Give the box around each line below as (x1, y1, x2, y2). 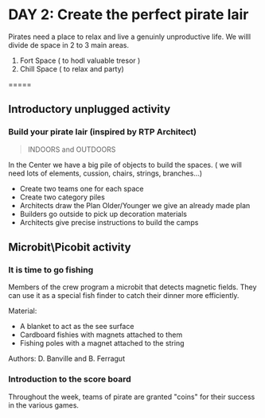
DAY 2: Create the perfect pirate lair (8, 6, 249, 24)
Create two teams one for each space (19, 184, 144, 193)
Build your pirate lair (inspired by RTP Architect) (8, 126, 197, 137)
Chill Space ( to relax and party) (19, 64, 125, 73)
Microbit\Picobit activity (8, 241, 131, 254)
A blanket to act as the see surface (19, 322, 134, 331)
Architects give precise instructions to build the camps (19, 217, 199, 227)
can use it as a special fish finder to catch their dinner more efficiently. (8, 291, 240, 300)
